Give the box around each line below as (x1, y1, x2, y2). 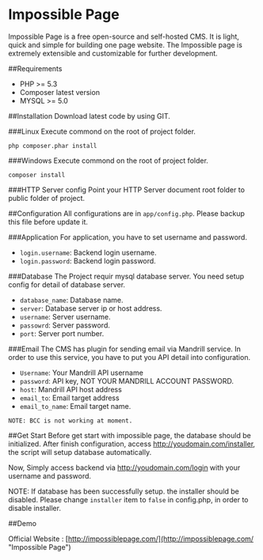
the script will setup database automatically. (8, 447, 152, 456)
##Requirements (8, 63, 63, 73)
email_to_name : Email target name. (19, 401, 131, 411)
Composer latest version (19, 87, 101, 96)
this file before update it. (8, 217, 89, 226)
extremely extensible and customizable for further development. (8, 48, 218, 58)
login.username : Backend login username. (19, 248, 157, 257)
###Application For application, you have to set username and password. (8, 232, 248, 242)
